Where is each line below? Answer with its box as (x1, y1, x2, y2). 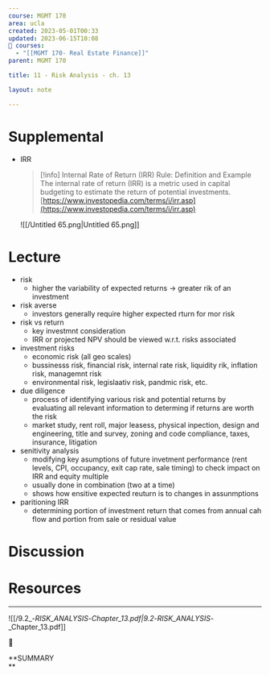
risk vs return (19, 317, 64, 327)
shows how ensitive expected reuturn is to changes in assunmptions (31, 488, 259, 498)
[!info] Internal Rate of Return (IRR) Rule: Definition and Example (39, 170, 252, 180)
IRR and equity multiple (31, 471, 109, 481)
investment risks (19, 343, 75, 353)
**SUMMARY (8, 653, 55, 663)
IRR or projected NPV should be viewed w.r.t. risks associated (31, 334, 236, 344)
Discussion (8, 542, 84, 561)
